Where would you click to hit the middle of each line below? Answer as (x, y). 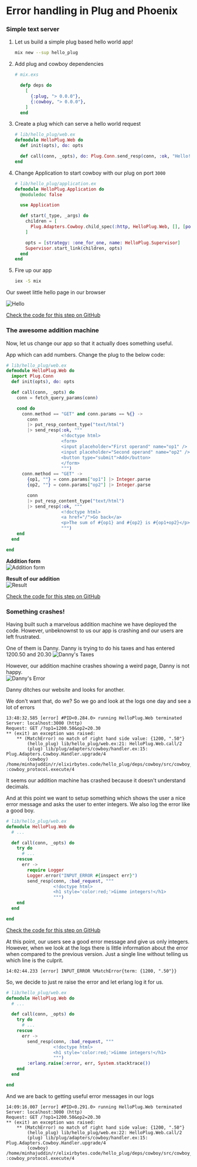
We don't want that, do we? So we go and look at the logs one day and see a (98, 701)
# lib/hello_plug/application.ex (55, 183)
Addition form (23, 561)
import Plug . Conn (33, 376)
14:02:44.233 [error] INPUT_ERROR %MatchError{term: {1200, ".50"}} (91, 971)
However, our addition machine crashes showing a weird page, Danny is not (98, 666)
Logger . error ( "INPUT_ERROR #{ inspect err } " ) (82, 876)
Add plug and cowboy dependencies (59, 64)
